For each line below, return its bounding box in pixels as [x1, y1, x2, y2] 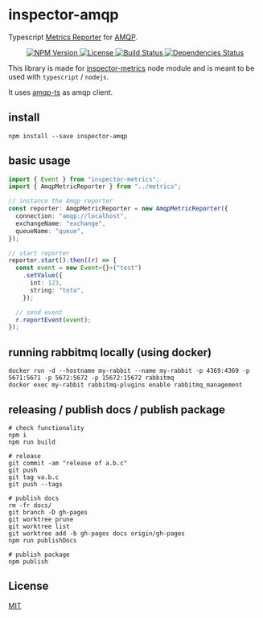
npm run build [8, 438, 56, 446]
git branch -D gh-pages [8, 508, 88, 516]
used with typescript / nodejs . [8, 72, 109, 81]
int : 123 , [29, 279, 63, 287]
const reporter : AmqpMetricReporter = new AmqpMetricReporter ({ [8, 205, 228, 213]
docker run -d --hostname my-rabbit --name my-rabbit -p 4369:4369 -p [8, 367, 250, 375]
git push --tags [8, 480, 63, 488]
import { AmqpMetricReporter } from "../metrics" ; [8, 182, 182, 190]
